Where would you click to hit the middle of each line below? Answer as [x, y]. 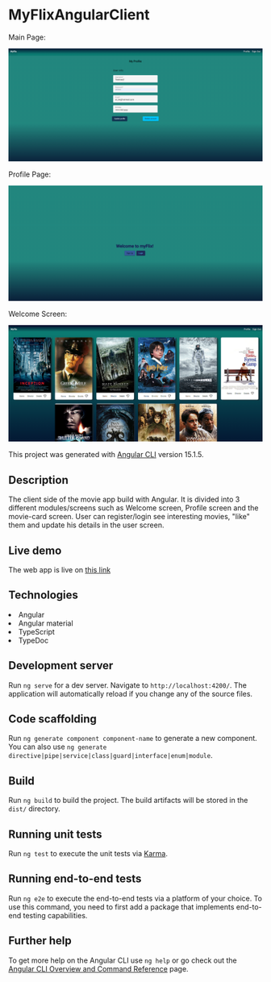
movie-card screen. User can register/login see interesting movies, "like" [129, 517]
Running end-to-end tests [75, 879]
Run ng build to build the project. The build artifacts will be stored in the [128, 801]
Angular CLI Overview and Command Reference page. [98, 968]
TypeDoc [34, 640]
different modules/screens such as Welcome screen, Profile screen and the [133, 508]
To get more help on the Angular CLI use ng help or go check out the [123, 960]
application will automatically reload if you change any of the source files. [130, 693]
